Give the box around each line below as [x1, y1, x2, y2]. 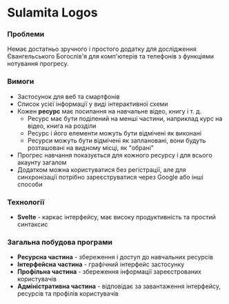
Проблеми [7, 30, 45, 39]
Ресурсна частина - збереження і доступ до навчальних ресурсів [17, 253, 214, 261]
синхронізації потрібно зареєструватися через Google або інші [17, 173, 203, 181]
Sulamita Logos [7, 5, 98, 21]
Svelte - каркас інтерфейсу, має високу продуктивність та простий [17, 213, 216, 221]
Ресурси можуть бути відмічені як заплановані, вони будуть [27, 136, 206, 144]
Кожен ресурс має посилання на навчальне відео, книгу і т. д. [17, 107, 202, 115]
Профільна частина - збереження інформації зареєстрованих [17, 268, 202, 276]
